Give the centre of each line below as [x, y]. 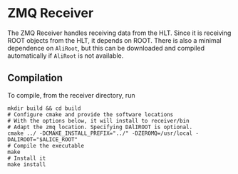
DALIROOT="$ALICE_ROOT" [43, 139]
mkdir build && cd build [44, 108]
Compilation [35, 78]
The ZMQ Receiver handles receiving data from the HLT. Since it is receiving [119, 33]
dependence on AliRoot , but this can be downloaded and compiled [106, 48]
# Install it [27, 158]
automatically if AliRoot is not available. [66, 56]
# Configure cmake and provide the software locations [90, 114]
